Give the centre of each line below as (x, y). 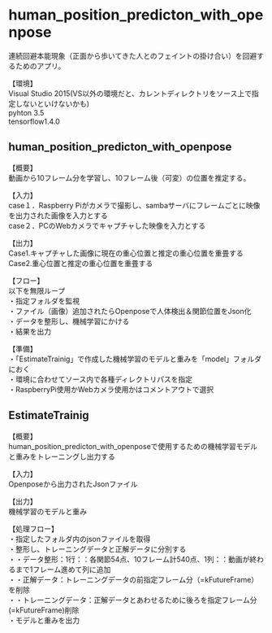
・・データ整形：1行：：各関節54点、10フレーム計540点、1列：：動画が (129, 559)
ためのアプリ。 (40, 66)
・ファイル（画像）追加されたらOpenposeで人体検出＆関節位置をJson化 (130, 311)
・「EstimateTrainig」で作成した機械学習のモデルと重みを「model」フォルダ (135, 359)
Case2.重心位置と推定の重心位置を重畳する (81, 263)
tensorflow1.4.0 (35, 121)
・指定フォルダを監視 (44, 301)
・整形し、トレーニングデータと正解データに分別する (97, 549)
